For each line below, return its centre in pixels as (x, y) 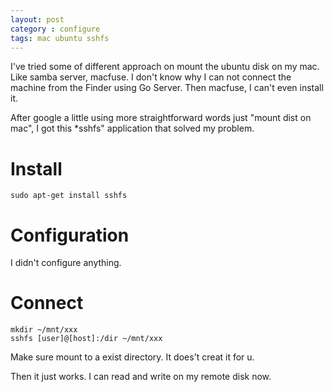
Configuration (70, 235)
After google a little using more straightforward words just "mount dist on (161, 118)
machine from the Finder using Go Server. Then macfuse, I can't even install (167, 88)
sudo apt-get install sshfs (69, 196)
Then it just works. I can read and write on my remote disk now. (141, 377)
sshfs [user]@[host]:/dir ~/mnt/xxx (86, 339)
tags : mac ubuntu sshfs (60, 38)
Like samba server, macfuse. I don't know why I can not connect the (151, 77)
